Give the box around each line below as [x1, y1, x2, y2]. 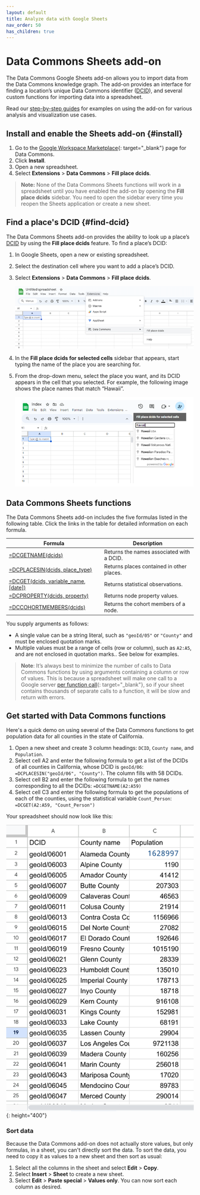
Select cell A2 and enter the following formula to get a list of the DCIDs [14, 757, 189, 764]
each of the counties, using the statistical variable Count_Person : [14, 795, 172, 802]
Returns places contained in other [104, 563, 187, 570]
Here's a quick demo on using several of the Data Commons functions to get [6, 727, 194, 734]
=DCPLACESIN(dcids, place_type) [8, 566, 92, 573]
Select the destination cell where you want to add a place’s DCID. [14, 262, 174, 270]
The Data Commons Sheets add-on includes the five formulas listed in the [6, 514, 187, 521]
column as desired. [14, 1183, 62, 1190]
